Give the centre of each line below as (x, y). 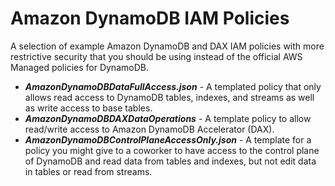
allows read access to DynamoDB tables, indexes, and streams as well (169, 97)
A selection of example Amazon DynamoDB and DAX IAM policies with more (167, 46)
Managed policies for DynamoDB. (79, 67)
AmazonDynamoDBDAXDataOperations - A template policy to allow (168, 118)
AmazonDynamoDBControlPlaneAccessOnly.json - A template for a (168, 139)
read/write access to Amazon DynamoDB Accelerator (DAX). (149, 129)
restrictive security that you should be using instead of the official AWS (156, 56)
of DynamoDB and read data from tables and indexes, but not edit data (170, 161)
